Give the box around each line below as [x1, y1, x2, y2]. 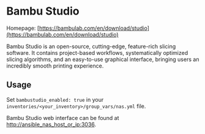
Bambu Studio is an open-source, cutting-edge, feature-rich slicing [6, 43, 176, 50]
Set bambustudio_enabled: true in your [6, 96, 104, 103]
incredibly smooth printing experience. [6, 62, 104, 69]
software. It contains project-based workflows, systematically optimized [6, 49, 188, 56]
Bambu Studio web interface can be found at [6, 114, 119, 121]
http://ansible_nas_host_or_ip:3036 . [6, 121, 97, 128]
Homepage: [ [6, 24, 40, 32]
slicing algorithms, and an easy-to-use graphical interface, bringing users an [6, 55, 199, 63]
